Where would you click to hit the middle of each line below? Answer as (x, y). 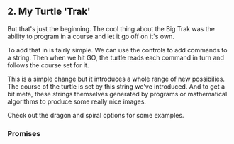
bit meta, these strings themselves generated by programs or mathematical (117, 94)
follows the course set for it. (48, 65)
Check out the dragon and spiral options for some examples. (96, 115)
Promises (24, 133)
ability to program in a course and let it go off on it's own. (91, 36)
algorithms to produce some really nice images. (77, 101)
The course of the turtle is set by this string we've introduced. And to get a (116, 86)
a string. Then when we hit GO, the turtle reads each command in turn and (116, 57)
